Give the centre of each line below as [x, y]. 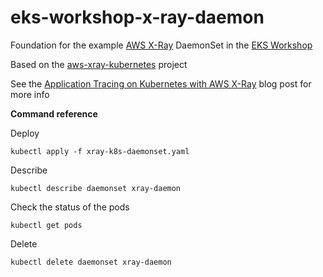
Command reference [54, 113]
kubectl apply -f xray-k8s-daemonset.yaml [100, 151]
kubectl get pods [46, 225]
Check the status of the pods [70, 207]
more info [30, 94]
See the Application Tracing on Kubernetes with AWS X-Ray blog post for [161, 83]
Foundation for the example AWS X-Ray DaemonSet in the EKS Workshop [161, 45]
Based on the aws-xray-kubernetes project [99, 64]
